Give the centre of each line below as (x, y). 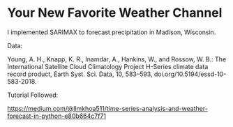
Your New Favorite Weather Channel (115, 13)
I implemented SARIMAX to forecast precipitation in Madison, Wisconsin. (112, 32)
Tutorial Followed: (33, 95)
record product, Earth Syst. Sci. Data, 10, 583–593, (80, 74)
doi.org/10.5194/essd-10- (190, 74)
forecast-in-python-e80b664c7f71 (57, 116)
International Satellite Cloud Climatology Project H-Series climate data (108, 66)
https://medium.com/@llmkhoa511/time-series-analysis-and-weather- (107, 108)
